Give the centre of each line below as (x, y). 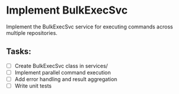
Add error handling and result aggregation (66, 79)
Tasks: (19, 52)
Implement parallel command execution (63, 72)
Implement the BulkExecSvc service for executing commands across (89, 27)
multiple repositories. (32, 33)
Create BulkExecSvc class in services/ (61, 66)
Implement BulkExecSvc (67, 10)
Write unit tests (33, 86)
